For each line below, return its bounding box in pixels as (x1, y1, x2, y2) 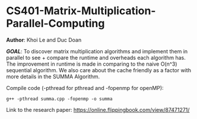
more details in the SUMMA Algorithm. (6, 73, 100, 80)
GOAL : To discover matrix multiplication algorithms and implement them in (6, 47, 188, 54)
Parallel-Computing (6, 17, 105, 30)
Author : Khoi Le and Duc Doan (6, 36, 82, 43)
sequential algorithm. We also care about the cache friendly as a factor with (6, 66, 192, 73)
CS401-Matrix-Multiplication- (6, 4, 156, 18)
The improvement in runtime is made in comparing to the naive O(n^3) (6, 60, 177, 67)
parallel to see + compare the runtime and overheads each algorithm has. (6, 54, 186, 61)
